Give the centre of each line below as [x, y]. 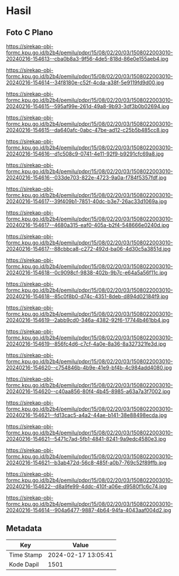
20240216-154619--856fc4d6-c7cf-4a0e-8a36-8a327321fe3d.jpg [86, 344]
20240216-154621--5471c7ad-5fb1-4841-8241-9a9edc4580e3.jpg [86, 439]
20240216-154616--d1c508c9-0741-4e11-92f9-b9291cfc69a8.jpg [85, 154]
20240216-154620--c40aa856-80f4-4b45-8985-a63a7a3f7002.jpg [88, 391]
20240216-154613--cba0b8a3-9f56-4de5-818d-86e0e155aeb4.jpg [87, 59]
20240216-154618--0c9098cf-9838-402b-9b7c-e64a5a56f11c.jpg [87, 273]
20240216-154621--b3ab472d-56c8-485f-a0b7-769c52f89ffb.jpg [86, 463]
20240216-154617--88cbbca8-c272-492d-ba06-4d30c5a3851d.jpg [88, 249]
